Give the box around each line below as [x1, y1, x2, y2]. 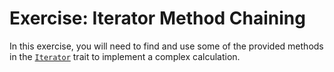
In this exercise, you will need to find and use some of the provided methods [9, 40, 324, 52]
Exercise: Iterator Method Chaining [9, 7, 306, 30]
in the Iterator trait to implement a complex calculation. [9, 50, 241, 62]
